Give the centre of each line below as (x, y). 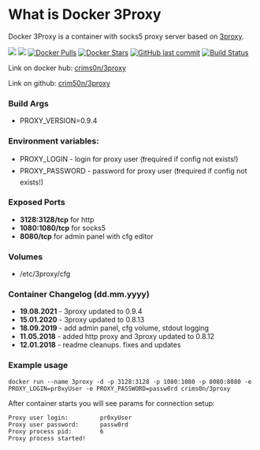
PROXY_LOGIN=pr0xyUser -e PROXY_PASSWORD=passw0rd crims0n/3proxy (119, 389)
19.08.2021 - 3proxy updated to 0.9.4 (81, 311)
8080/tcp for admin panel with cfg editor (86, 236)
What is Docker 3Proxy (85, 15)
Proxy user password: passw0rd (68, 424)
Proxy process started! (47, 438)
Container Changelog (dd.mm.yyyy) (79, 295)
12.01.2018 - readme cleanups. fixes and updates (100, 345)
